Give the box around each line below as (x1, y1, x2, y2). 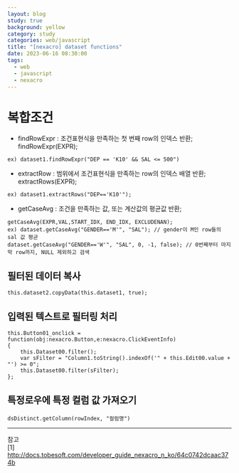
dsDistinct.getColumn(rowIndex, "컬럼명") (7, 415, 131, 422)
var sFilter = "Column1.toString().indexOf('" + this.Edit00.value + (20, 354, 231, 361)
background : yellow (7, 23, 65, 31)
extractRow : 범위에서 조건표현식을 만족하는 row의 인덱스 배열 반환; (17, 169, 206, 178)
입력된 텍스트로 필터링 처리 (7, 310, 117, 322)
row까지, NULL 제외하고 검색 (15, 249, 90, 256)
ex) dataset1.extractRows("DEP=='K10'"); (7, 191, 132, 198)
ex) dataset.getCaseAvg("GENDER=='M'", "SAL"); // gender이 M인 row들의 (7, 226, 222, 233)
